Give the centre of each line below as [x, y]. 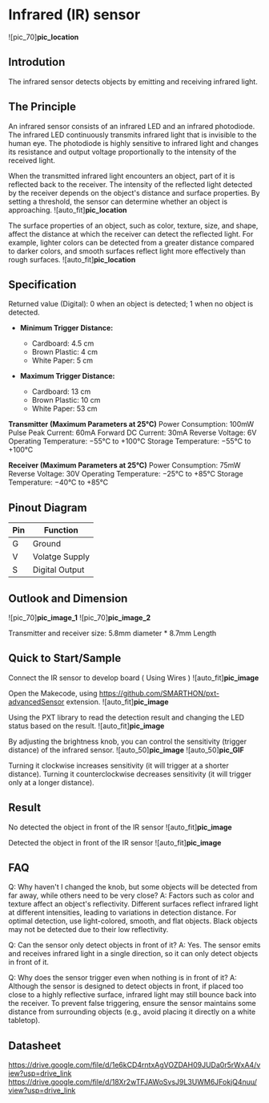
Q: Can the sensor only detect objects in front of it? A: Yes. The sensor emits [134, 945]
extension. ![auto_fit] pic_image [118, 702]
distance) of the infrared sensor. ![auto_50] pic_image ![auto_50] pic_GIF [126, 750]
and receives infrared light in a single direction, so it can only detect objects [133, 954]
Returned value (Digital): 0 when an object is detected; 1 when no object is [131, 304]
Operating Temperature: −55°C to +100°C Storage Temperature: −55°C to [130, 441]
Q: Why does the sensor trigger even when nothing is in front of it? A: [123, 978]
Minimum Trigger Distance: [66, 328]
